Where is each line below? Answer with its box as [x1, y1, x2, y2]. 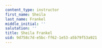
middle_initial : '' [5, 21, 46, 26]
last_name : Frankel [5, 16, 46, 21]
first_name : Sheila [5, 12, 46, 17]
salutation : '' [5, 26, 37, 31]
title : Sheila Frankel [5, 30, 52, 35]
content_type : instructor [5, 7, 59, 12]
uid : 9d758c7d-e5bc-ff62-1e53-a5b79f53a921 [5, 35, 97, 40]
